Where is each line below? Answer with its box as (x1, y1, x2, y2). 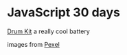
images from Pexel (7, 40, 60, 48)
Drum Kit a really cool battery (7, 27, 91, 35)
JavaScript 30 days (7, 5, 120, 20)
